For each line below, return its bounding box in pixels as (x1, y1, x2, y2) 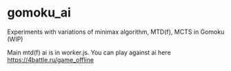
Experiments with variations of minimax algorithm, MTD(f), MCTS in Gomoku (7, 28, 225, 36)
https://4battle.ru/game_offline (7, 55, 94, 63)
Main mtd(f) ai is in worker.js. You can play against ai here (7, 48, 171, 57)
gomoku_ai (7, 5, 71, 21)
